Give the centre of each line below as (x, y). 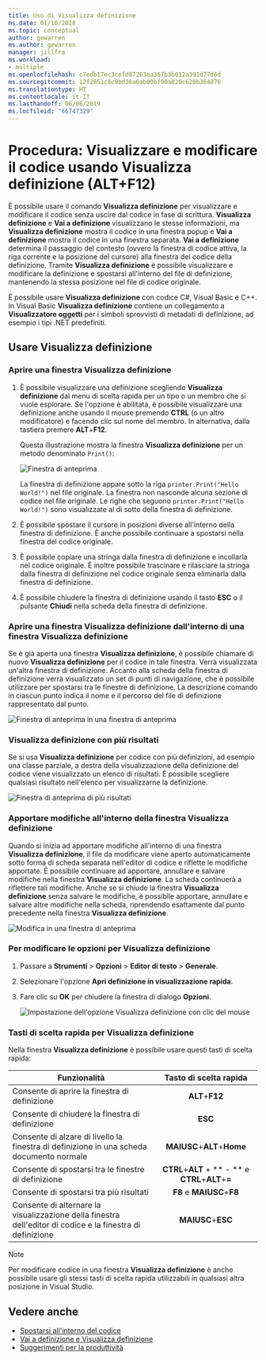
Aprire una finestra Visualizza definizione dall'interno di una (126, 626)
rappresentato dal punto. (49, 704)
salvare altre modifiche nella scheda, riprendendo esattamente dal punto (127, 904)
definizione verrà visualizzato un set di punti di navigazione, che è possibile (131, 678)
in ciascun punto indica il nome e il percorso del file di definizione (115, 695)
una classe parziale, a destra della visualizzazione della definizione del (123, 766)
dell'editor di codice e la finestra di (76, 1225)
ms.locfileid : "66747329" (51, 112)
